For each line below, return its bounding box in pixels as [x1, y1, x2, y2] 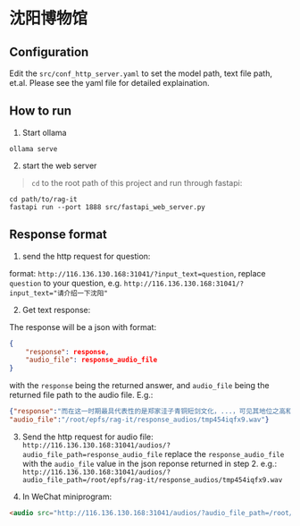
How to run [9, 104, 72, 119]
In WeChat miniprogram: [21, 491, 112, 502]
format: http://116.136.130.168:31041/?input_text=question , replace [9, 267, 266, 278]
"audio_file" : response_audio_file [25, 355, 158, 365]
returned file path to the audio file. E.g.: [9, 390, 154, 401]
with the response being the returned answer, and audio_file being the [9, 380, 270, 391]
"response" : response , [25, 347, 110, 356]
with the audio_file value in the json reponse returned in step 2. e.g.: [21, 458, 278, 469]
